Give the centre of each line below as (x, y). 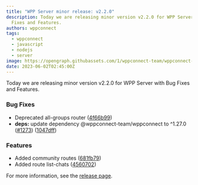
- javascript (27, 45)
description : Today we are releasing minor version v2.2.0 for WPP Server (100, 17)
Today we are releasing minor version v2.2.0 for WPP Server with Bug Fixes (98, 83)
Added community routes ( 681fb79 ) (58, 158)
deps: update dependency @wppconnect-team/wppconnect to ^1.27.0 (100, 124)
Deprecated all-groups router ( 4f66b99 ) (63, 117)
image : (14, 61)
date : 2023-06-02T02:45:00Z (41, 66)
